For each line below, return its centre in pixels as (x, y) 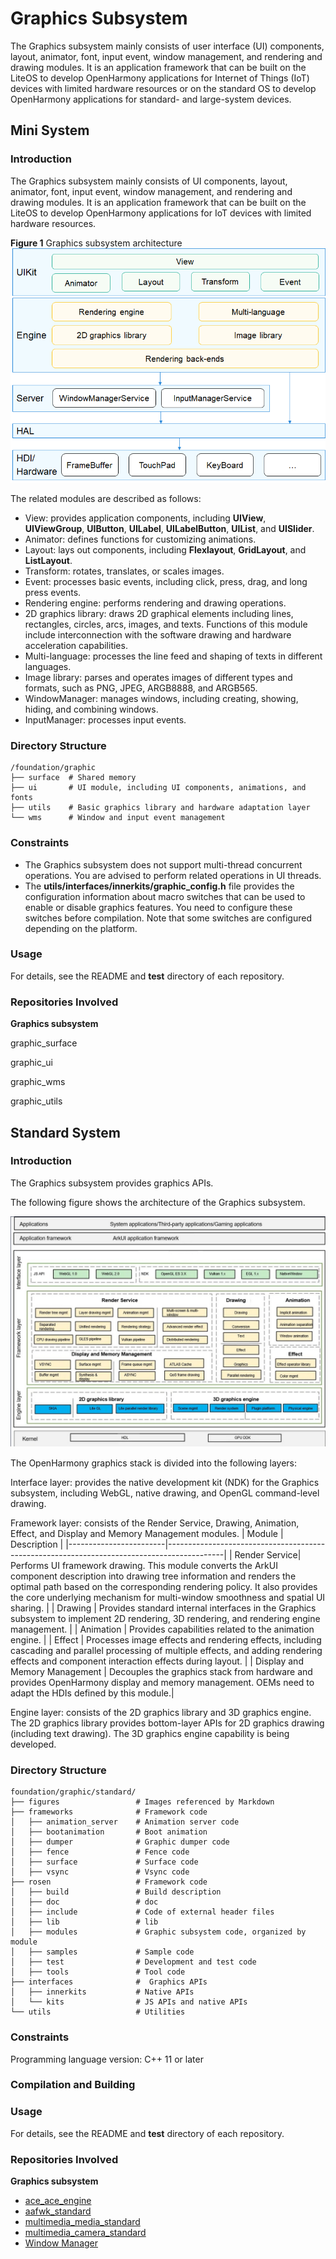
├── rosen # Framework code (109, 1882)
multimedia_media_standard (82, 2222)
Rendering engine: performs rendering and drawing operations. (155, 603)
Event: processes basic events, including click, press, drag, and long (166, 581)
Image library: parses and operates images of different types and (158, 677)
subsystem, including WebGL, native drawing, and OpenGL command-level (165, 1493)
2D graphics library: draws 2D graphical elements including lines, (159, 613)
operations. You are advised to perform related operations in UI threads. (173, 875)
